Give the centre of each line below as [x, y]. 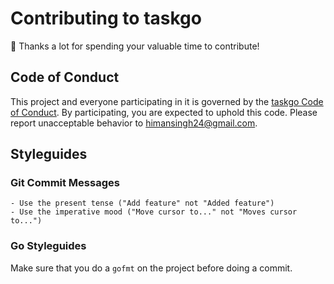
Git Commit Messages [65, 183]
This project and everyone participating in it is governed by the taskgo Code [167, 101]
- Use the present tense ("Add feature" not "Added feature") [142, 203]
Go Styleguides [48, 246]
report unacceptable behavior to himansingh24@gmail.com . [134, 123]
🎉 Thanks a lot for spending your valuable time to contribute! [135, 46]
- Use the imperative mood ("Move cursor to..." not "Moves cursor [154, 212]
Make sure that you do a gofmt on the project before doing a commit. [151, 268]
